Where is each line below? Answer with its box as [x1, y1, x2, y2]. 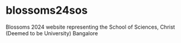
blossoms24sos [5, 4, 88, 17]
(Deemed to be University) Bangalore [5, 29, 98, 36]
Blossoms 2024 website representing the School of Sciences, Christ [5, 23, 176, 30]
